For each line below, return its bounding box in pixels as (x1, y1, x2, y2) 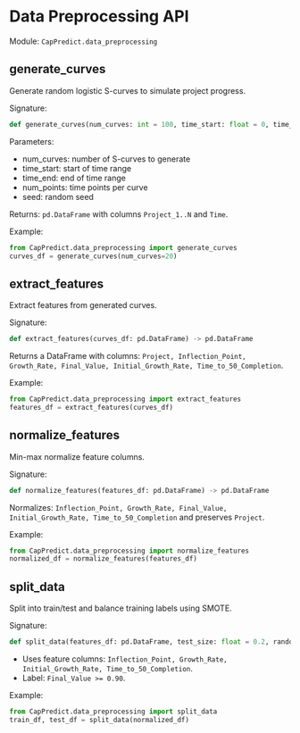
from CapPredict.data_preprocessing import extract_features (9, 395, 242, 404)
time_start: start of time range (21, 162, 132, 173)
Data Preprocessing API (9, 6, 189, 27)
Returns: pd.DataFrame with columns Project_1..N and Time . (9, 208, 229, 220)
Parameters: (9, 136, 54, 146)
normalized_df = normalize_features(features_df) (9, 554, 198, 563)
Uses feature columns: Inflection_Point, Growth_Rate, (21, 654, 228, 664)
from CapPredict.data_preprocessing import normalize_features (9, 546, 250, 555)
